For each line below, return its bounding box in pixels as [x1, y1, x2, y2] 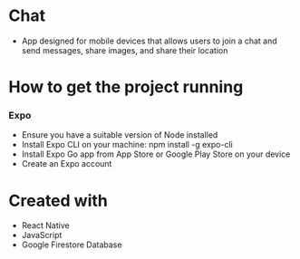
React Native [21, 220, 70, 231]
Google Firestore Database [21, 239, 122, 250]
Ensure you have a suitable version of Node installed [21, 129, 218, 140]
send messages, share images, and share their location [21, 44, 228, 55]
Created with [8, 190, 108, 211]
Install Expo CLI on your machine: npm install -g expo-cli [21, 139, 233, 150]
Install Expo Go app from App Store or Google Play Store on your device [21, 149, 291, 159]
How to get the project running [8, 77, 244, 98]
